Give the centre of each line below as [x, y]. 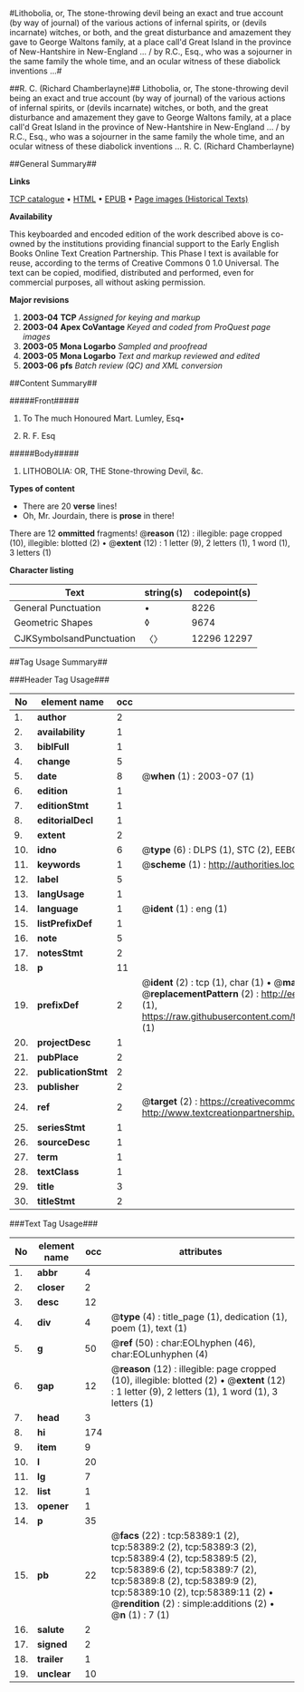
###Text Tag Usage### [54, 1224]
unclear [54, 1674]
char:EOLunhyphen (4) [160, 1354]
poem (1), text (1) [150, 1328]
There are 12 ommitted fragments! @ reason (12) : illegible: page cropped [146, 533]
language [58, 909]
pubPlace [58, 1057]
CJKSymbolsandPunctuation [75, 638]
